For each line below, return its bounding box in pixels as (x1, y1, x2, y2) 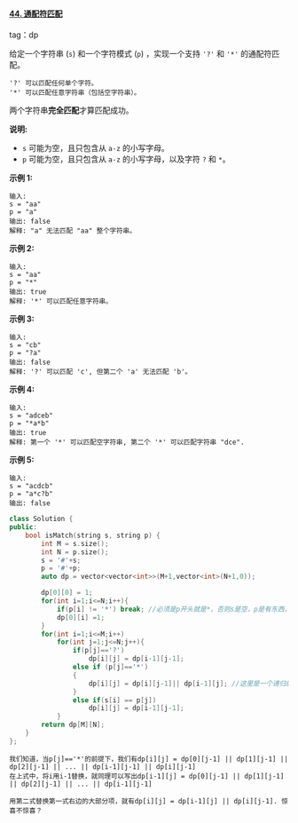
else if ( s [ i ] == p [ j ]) (72, 695, 157, 705)
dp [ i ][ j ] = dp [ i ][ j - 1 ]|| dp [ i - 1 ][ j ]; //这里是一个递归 (88, 679, 286, 688)
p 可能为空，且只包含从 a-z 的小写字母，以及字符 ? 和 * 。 (21, 154, 231, 164)
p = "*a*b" (9, 419, 50, 428)
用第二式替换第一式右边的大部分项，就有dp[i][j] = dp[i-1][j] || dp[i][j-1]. (9, 796, 278, 805)
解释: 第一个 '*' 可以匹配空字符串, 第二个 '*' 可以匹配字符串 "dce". (9, 438, 245, 447)
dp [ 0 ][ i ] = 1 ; (56, 613, 105, 621)
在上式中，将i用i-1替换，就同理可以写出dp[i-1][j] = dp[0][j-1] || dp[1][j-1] (9, 772, 285, 780)
